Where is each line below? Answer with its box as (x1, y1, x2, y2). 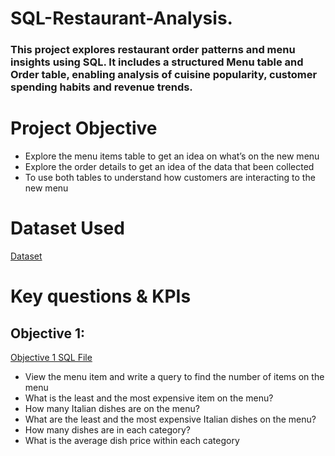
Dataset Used (10, 217, 125, 240)
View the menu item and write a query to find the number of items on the (24, 370, 325, 382)
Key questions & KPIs (10, 285, 192, 308)
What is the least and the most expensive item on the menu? (24, 392, 274, 404)
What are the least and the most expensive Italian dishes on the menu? (24, 413, 317, 425)
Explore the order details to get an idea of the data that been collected (24, 161, 315, 173)
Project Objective (10, 117, 158, 140)
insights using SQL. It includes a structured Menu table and (10, 55, 304, 69)
